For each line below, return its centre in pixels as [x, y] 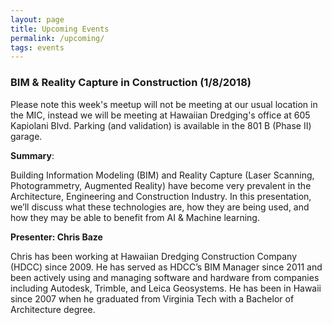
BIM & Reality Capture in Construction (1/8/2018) [131, 83]
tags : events [37, 47]
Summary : [32, 155]
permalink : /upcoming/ [57, 38]
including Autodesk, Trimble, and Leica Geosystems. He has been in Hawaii [166, 288]
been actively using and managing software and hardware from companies [165, 277]
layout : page [37, 19]
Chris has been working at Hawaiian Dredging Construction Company [153, 256]
